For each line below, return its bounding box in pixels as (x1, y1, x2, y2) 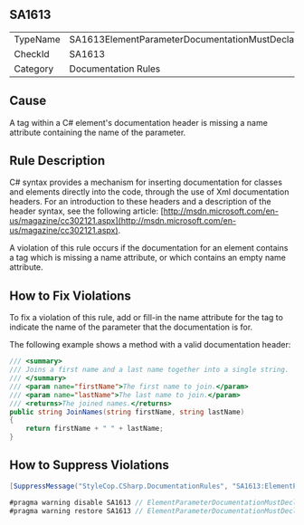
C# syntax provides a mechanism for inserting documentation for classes (9, 177, 283, 188)
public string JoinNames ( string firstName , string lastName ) (9, 407, 245, 416)
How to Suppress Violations (9, 457, 170, 473)
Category (14, 62, 54, 75)
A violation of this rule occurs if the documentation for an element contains (9, 243, 289, 253)
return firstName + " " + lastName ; (25, 425, 165, 434)
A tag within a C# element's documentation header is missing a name (9, 117, 269, 128)
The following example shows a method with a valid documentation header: (9, 339, 291, 350)
